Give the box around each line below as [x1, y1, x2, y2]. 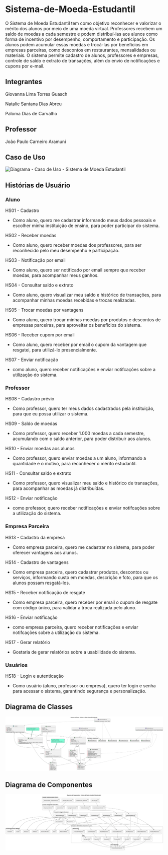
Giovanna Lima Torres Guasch [5, 91, 68, 97]
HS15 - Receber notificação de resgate [5, 589, 85, 595]
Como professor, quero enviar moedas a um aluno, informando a [12, 455, 146, 461]
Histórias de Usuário [5, 181, 71, 189]
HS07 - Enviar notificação [5, 357, 59, 363]
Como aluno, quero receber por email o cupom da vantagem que [12, 341, 147, 348]
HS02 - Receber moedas [5, 233, 57, 239]
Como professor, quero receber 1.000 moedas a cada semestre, [12, 431, 145, 437]
